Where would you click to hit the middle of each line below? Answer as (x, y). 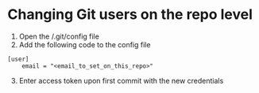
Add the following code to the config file (85, 44)
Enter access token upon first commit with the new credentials (121, 80)
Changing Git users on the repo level (130, 15)
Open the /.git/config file (59, 36)
